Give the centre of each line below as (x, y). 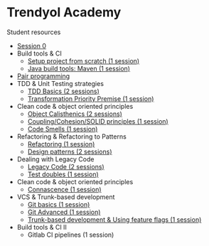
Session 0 (32, 46)
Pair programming (43, 76)
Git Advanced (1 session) (64, 212)
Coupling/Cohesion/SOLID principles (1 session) (98, 121)
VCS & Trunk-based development (66, 197)
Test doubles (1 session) (63, 174)
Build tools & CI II (42, 227)
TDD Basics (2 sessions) (64, 91)
